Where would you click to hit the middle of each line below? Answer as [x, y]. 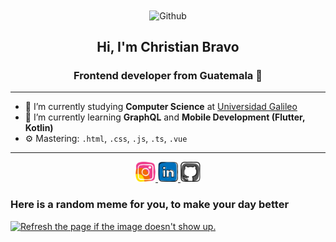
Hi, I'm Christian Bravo [168, 47]
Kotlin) [39, 128]
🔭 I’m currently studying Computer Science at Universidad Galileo [161, 107]
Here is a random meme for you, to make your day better [150, 205]
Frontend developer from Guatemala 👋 [168, 75]
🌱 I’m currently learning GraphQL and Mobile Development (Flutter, [165, 117]
